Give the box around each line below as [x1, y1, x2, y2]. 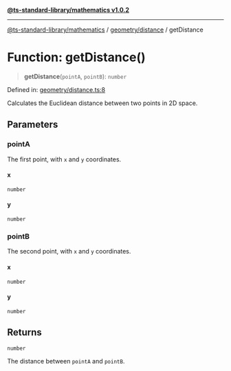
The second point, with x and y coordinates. [7, 247, 131, 256]
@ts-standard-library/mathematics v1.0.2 [7, 6, 129, 14]
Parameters [7, 119, 58, 131]
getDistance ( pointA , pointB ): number [23, 72, 127, 80]
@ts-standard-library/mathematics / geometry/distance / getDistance [7, 25, 204, 34]
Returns [7, 326, 43, 339]
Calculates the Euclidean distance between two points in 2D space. [7, 99, 198, 107]
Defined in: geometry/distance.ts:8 [7, 85, 106, 93]
